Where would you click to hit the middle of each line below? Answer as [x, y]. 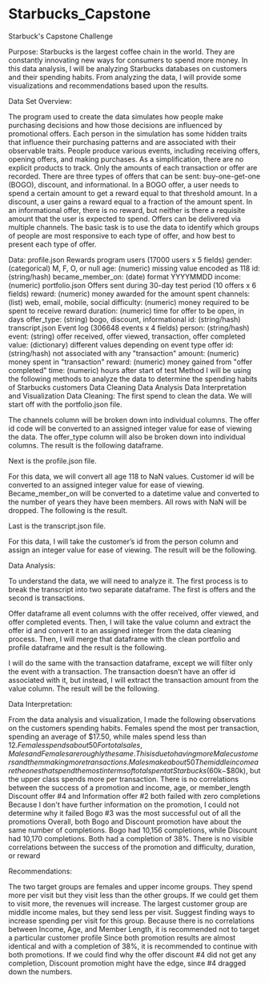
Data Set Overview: [40, 101]
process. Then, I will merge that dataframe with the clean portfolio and [124, 639]
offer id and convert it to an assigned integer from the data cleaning [120, 630]
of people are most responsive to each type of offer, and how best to [122, 235]
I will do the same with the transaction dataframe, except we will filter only [131, 663]
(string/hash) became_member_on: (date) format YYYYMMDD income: [125, 276]
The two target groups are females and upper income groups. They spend [130, 886]
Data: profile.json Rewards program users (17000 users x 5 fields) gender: [130, 259]
